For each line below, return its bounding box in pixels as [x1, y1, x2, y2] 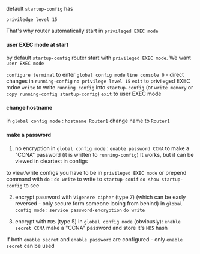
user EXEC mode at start [6, 41, 69, 48]
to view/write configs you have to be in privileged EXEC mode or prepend [6, 169, 187, 176]
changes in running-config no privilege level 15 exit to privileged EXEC [6, 77, 190, 85]
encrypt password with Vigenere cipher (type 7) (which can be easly [14, 193, 186, 201]
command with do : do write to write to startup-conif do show [6, 175, 159, 183]
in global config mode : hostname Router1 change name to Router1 [6, 117, 170, 125]
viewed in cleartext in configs [14, 157, 88, 165]
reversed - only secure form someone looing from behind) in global [14, 199, 183, 207]
